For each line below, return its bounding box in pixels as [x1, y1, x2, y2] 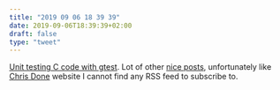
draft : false [9, 29, 57, 38]
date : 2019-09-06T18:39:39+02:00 [9, 21, 132, 30]
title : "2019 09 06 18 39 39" [9, 12, 121, 22]
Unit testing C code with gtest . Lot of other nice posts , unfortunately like [9, 62, 272, 72]
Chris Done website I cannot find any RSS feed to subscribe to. [9, 71, 238, 82]
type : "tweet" [9, 37, 62, 47]
